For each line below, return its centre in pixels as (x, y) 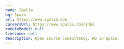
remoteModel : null (25, 29)
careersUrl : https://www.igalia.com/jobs (50, 24)
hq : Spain (16, 15)
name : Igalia (19, 10)
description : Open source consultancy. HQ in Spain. (63, 39)
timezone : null (21, 34)
